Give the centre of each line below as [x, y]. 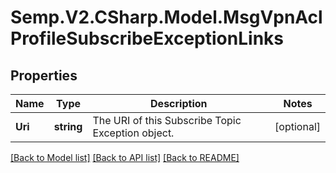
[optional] [297, 126]
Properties [44, 75]
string [68, 126]
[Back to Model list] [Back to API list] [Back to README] [125, 157]
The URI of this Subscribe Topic [167, 120]
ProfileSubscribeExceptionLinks [147, 38]
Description [179, 103]
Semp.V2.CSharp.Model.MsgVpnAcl [166, 17]
